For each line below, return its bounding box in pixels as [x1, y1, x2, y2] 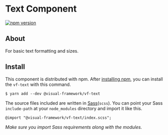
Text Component [5, 3, 77, 15]
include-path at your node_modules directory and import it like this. [5, 105, 142, 111]
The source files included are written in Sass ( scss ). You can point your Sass [5, 100, 163, 106]
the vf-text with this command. [5, 81, 71, 87]
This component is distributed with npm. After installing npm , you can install [5, 76, 163, 82]
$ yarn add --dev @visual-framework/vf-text [5, 91, 100, 96]
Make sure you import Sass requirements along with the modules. [5, 124, 142, 130]
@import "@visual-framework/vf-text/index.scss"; [5, 115, 112, 120]
